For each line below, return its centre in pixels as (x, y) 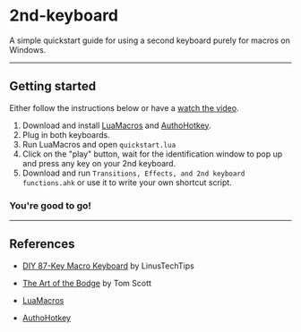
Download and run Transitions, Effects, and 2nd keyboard (133, 173)
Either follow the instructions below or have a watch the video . (124, 107)
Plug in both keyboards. (66, 134)
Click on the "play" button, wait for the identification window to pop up (152, 154)
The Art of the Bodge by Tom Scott (87, 283)
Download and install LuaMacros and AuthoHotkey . (117, 125)
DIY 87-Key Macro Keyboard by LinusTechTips (108, 266)
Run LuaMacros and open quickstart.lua (99, 144)
